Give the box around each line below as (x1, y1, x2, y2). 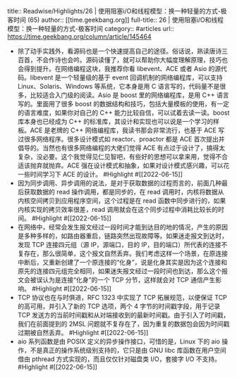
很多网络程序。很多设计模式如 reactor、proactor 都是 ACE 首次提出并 (23, 135, 225, 143)
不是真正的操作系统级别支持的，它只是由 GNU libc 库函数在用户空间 (30, 346, 227, 354)
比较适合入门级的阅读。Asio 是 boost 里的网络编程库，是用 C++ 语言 (30, 91, 229, 99)
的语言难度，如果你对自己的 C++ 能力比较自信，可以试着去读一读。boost (17, 108, 230, 117)
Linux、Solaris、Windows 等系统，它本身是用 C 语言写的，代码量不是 (17, 82, 220, 90)
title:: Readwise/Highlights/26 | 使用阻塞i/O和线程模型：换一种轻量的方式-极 (7, 7, 227, 15)
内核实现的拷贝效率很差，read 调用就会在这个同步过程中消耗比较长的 (17, 206, 219, 213)
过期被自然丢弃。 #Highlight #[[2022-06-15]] (17, 329, 149, 336)
